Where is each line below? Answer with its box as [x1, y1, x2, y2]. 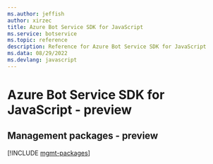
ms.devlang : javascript [7, 57, 78, 64]
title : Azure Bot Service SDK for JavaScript [7, 23, 143, 30]
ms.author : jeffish [7, 10, 65, 18]
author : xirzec [7, 17, 52, 24]
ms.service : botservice [7, 30, 78, 37]
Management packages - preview [7, 130, 159, 142]
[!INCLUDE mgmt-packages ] [7, 148, 90, 157]
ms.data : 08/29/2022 [7, 50, 68, 57]
